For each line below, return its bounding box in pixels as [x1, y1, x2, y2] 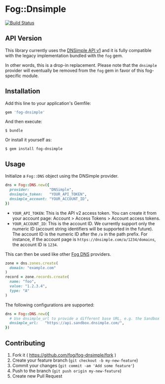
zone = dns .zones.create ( [5, 261, 58, 266]
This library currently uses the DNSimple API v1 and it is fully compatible [5, 47, 152, 53]
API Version [5, 34, 42, 43]
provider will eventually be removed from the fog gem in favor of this [5, 67, 144, 73]
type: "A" [9, 288, 30, 293]
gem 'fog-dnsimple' [5, 110, 45, 115]
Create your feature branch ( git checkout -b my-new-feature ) [12, 357, 138, 363]
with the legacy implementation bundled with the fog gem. [5, 52, 123, 58]
